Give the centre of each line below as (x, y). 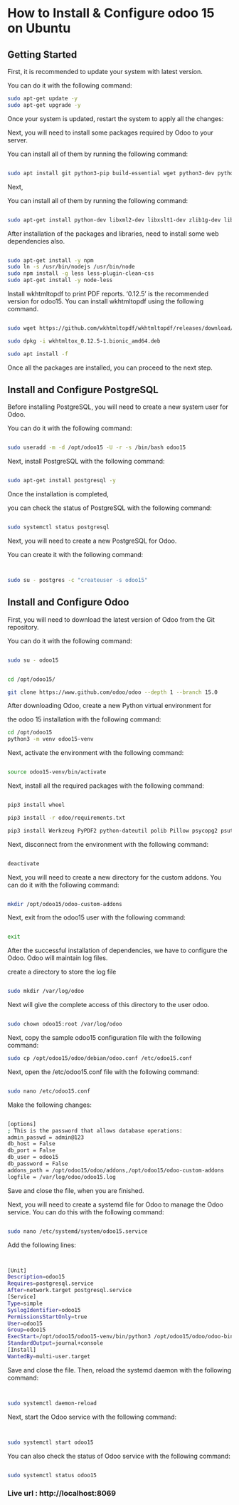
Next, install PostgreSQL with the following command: (86, 462)
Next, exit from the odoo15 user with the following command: (97, 917)
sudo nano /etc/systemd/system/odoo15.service (78, 1231)
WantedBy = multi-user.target (49, 1356)
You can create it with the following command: (75, 555)
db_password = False (38, 1164)
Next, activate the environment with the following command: (96, 753)
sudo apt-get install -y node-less (60, 280)
